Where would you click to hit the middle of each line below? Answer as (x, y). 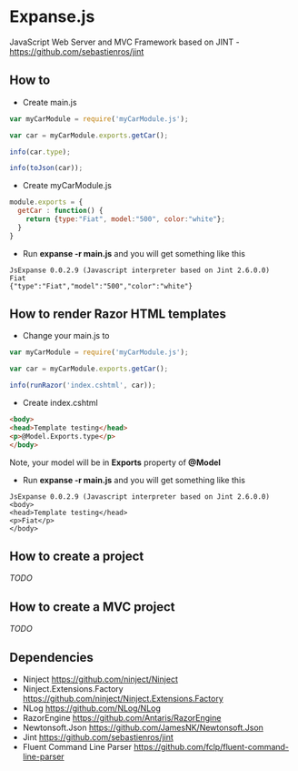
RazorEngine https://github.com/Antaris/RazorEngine (122, 718)
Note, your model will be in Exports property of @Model (115, 462)
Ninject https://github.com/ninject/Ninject (100, 679)
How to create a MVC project (92, 607)
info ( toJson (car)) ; (46, 168)
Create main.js (50, 102)
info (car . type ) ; (40, 152)
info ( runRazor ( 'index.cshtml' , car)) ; (83, 385)
